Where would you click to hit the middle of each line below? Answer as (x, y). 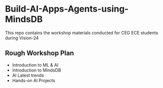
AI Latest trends (28, 75)
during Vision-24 (22, 38)
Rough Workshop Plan (39, 53)
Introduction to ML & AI (35, 65)
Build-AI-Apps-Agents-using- (67, 9)
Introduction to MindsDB (36, 70)
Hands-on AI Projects (34, 80)
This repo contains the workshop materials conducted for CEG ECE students (81, 33)
